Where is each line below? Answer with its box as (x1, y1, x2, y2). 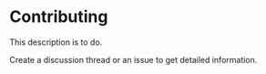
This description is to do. (9, 37, 103, 48)
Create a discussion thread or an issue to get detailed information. (9, 54, 258, 65)
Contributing (9, 6, 108, 27)
